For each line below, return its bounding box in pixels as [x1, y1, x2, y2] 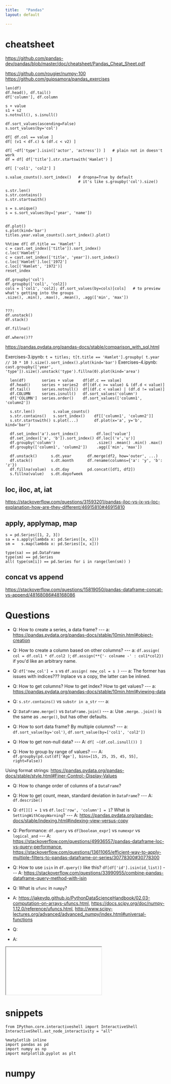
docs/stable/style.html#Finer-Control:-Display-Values [5, 773, 118, 779]
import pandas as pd [5, 1042, 49, 1047]
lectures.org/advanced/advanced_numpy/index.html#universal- [12, 911, 147, 917]
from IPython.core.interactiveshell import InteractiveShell [5, 1024, 138, 1029]
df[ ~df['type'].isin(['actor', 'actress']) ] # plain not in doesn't [5, 148, 163, 153]
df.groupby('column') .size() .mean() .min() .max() [10, 441, 163, 446]
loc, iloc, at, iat [5, 485, 52, 494]
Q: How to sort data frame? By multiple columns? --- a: [12, 723, 128, 729]
